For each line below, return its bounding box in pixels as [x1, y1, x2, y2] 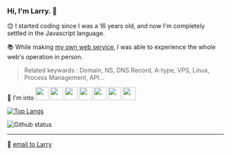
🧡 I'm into [7, 94, 34, 102]
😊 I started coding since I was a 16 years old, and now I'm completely [7, 22, 205, 30]
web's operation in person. [7, 53, 83, 61]
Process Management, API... [23, 74, 105, 82]
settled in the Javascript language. [7, 29, 105, 37]
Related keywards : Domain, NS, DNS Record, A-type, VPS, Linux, [23, 66, 210, 74]
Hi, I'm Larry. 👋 [7, 6, 57, 16]
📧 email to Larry [7, 141, 52, 149]
